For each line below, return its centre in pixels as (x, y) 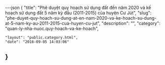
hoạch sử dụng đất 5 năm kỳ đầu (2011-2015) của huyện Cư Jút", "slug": (78, 13)
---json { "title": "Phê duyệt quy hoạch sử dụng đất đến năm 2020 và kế (78, 8)
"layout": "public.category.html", (42, 37)
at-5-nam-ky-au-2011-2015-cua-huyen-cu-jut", (53, 23)
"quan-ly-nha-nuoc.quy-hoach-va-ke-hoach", (52, 29)
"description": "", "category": (131, 23)
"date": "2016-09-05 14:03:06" (37, 42)
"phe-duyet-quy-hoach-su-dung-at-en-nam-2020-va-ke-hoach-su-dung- (81, 18)
